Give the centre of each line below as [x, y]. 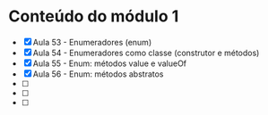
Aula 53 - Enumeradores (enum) [92, 42]
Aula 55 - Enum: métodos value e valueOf [110, 63]
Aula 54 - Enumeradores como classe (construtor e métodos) [146, 53]
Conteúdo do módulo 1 [94, 16]
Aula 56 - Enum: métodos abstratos [98, 74]
